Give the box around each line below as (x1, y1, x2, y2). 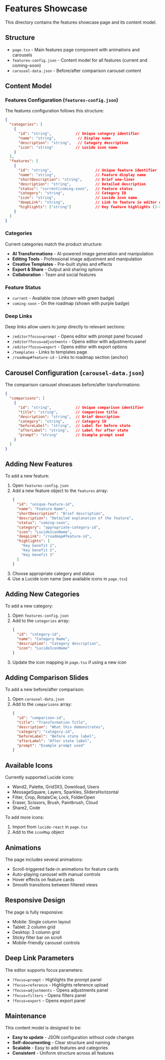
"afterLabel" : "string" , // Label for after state (18, 428, 129, 433)
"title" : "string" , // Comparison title (18, 410, 118, 415)
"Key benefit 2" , (21, 548, 56, 553)
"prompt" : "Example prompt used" (17, 743, 85, 748)
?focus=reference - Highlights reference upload (12, 982, 109, 988)
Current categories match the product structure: (5, 241, 103, 247)
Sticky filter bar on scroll (12, 934, 62, 940)
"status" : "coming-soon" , (17, 520, 70, 525)
